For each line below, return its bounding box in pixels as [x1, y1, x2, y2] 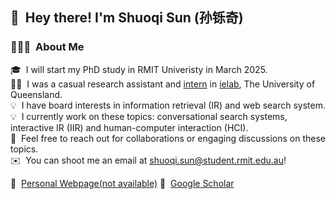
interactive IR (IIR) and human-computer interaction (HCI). [10, 121, 249, 133]
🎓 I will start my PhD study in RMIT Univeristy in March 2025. [10, 63, 268, 75]
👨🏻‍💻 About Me [10, 40, 85, 54]
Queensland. [10, 88, 63, 100]
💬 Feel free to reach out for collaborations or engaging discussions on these [10, 132, 326, 144]
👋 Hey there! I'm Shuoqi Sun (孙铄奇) [10, 9, 244, 27]
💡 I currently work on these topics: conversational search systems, [10, 110, 288, 122]
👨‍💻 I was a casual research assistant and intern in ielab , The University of [10, 78, 316, 90]
